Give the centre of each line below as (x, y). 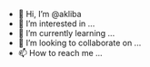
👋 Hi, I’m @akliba (50, 14)
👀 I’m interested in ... (56, 24)
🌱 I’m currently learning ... (66, 33)
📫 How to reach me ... (60, 53)
